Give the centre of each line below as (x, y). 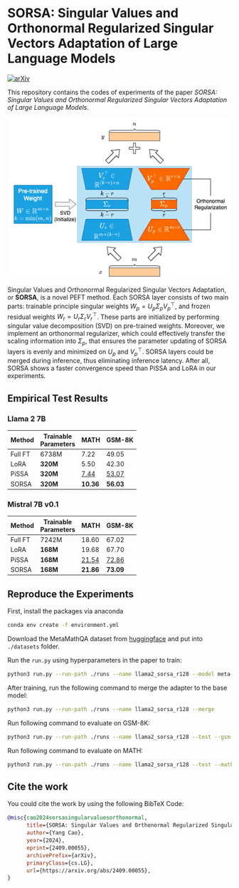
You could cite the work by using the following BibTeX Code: (96, 804)
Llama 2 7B (27, 419)
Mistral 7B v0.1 (33, 504)
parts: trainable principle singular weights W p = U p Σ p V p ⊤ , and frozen (109, 306)
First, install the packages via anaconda (65, 611)
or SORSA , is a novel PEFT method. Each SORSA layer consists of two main (118, 297)
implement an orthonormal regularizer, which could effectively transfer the (116, 334)
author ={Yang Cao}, (55, 833)
